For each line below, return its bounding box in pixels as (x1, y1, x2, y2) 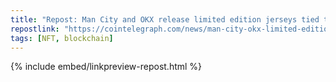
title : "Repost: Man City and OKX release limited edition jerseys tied (10, 14, 320, 25)
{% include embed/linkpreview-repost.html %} (10, 61, 203, 73)
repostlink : (10, 24, 60, 34)
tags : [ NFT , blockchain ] (10, 33, 114, 43)
